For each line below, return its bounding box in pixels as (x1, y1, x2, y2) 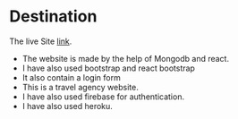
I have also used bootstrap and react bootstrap (21, 63, 195, 73)
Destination (9, 6, 98, 27)
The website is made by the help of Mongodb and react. (21, 53, 230, 64)
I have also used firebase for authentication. (21, 91, 185, 102)
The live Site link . (9, 36, 72, 47)
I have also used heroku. (21, 100, 114, 111)
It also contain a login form (21, 72, 121, 82)
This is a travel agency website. (21, 81, 139, 92)
